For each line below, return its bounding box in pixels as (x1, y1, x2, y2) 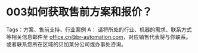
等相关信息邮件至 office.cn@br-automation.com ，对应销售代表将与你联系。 (6, 33, 191, 40)
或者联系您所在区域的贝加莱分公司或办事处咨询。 (6, 41, 126, 48)
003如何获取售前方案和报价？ (6, 5, 153, 19)
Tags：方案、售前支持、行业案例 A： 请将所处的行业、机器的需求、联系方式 (6, 26, 192, 33)
